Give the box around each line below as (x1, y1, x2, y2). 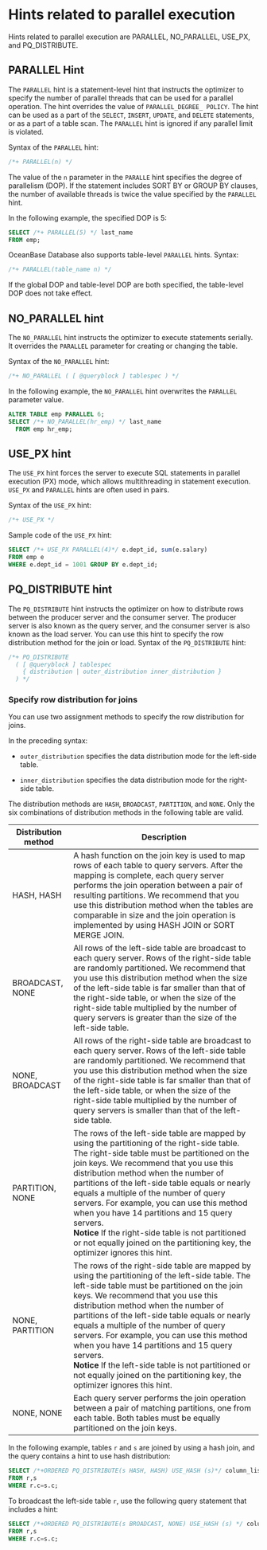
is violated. (8, 127, 44, 136)
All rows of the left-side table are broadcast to (73, 942, 246, 953)
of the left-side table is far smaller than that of (73, 982, 246, 993)
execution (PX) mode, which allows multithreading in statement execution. (8, 476, 251, 487)
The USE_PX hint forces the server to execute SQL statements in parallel (8, 468, 241, 478)
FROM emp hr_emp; (15, 425, 73, 433)
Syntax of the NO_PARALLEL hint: (8, 357, 110, 366)
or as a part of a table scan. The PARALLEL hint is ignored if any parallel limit (8, 118, 253, 128)
